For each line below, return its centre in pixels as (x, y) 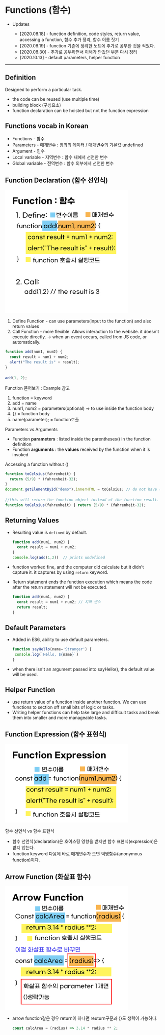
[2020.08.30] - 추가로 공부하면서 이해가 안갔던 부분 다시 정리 (78, 52)
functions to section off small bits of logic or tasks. (63, 707)
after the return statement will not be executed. (60, 587)
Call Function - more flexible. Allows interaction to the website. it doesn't (86, 332)
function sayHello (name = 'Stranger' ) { (52, 649)
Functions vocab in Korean (47, 126)
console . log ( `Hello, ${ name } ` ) (46, 655)
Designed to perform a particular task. (44, 89)
